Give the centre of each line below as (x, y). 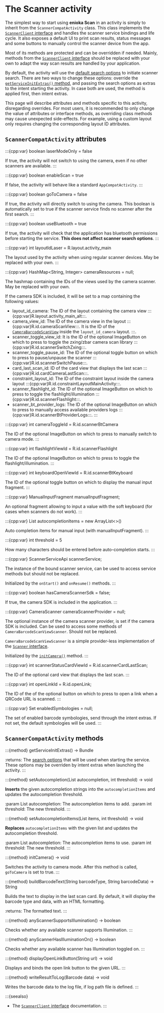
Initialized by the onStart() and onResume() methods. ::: (60, 583)
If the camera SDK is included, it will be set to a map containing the (73, 296)
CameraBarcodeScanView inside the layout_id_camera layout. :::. (74, 331)
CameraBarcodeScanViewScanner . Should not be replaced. (61, 631)
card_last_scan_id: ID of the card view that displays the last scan (77, 368)
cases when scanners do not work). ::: (44, 511)
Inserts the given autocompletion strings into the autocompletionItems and (80, 789)
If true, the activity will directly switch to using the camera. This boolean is (80, 204)
